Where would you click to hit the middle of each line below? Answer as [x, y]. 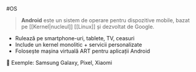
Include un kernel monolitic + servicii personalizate [78, 45]
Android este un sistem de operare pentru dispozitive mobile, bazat [105, 20]
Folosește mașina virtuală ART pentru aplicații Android [82, 51]
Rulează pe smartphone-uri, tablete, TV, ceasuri [75, 38]
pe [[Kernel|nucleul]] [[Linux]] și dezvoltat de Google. [88, 27]
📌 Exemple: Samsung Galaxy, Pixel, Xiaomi [59, 63]
